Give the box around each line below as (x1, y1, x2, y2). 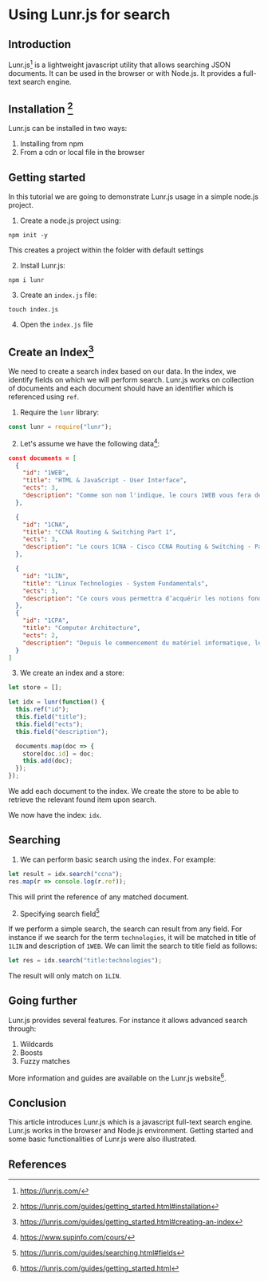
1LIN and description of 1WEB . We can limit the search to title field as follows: (8, 941, 258, 951)
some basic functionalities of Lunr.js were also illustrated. (8, 1134, 197, 1144)
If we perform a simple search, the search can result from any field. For (8, 924, 242, 934)
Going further (8, 994, 77, 1008)
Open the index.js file (19, 319, 93, 329)
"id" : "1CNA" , (22, 521, 69, 529)
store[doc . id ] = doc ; (22, 749, 94, 758)
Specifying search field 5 (19, 907, 100, 918)
